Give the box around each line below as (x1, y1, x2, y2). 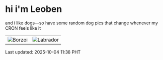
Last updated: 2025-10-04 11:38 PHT (5, 49, 81, 55)
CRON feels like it (5, 25, 41, 31)
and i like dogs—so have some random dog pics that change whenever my (5, 20, 158, 26)
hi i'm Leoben (5, 3, 62, 15)
